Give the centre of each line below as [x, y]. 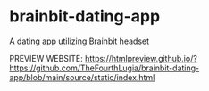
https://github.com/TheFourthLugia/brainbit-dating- [104, 68]
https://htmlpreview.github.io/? [141, 58]
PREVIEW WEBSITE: [46, 58]
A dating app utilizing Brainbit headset [79, 41]
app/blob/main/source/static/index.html [82, 77]
